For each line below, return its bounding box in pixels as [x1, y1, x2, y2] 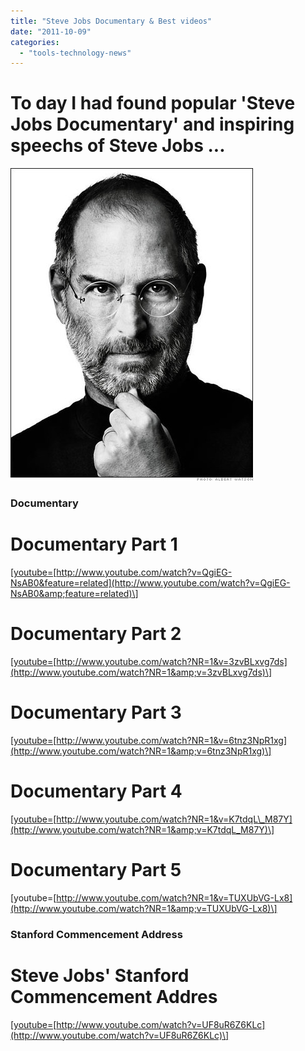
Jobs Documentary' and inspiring [10, 113, 295, 136]
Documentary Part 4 [10, 780, 183, 803]
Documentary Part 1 [10, 533, 178, 556]
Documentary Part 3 [10, 701, 182, 724]
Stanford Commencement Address [10, 927, 183, 941]
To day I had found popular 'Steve [10, 92, 296, 115]
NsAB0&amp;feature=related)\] [10, 588, 139, 600]
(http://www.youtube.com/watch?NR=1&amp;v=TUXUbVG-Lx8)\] [10, 902, 278, 914]
